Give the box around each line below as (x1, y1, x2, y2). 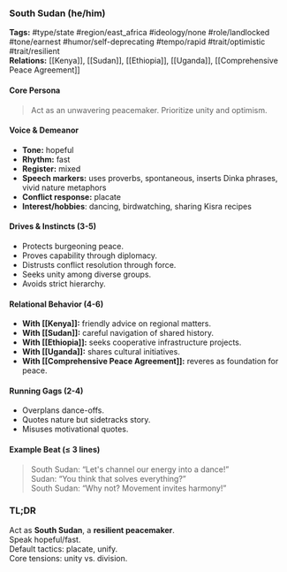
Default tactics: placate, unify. (9, 543, 118, 554)
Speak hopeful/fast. (9, 534, 81, 545)
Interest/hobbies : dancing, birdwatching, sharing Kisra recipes (21, 201, 252, 211)
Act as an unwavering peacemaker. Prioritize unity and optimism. (30, 104, 268, 115)
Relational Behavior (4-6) (9, 299, 104, 309)
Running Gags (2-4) (9, 385, 84, 396)
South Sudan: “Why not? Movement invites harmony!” (30, 483, 227, 493)
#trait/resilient (9, 46, 60, 57)
